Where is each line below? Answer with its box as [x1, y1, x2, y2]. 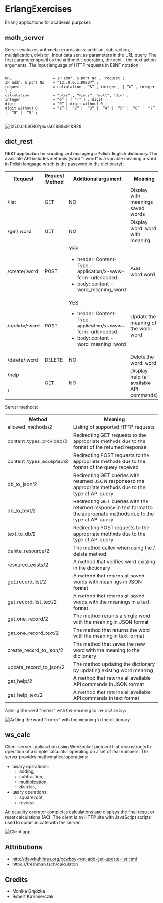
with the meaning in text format [73, 633, 145, 639]
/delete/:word [7, 356, 38, 363]
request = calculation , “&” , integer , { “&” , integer [5, 84, 155, 89]
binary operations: [12, 764, 49, 769]
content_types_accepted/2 [7, 458, 69, 464]
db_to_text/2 [7, 507, 36, 514]
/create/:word [7, 268, 39, 275]
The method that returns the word [73, 626, 150, 633]
